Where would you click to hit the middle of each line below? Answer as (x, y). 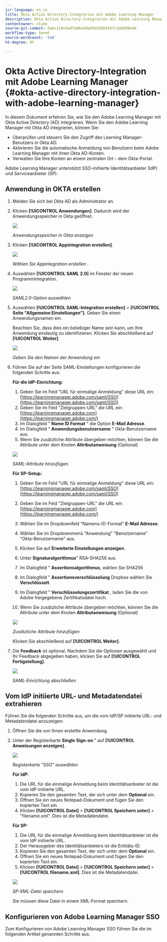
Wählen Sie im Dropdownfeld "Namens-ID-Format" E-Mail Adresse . (89, 523)
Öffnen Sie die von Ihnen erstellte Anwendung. (60, 731)
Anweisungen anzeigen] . (39, 746)
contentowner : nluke (27, 24)
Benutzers (23, 142)
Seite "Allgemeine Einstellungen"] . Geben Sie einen (66, 313)
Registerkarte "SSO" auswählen (45, 765)
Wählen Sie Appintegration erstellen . (50, 264)
